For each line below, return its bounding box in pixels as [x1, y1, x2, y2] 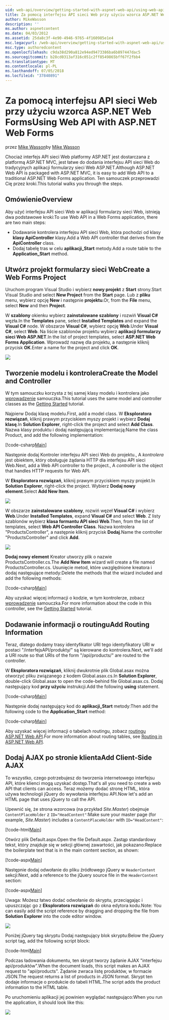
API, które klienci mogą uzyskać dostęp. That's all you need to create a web [5, 780, 161, 786]
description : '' [5, 21, 39, 27]
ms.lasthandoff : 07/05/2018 [5, 69, 64, 74]
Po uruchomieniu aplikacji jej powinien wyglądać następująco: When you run [5, 994, 162, 1000]
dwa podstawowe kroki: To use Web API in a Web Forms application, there [5, 214, 158, 220]
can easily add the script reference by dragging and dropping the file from [5, 908, 159, 914]
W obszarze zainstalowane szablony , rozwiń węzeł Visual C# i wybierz [5, 507, 155, 514]
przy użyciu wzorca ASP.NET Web [5, 106, 152, 117]
